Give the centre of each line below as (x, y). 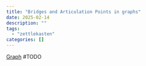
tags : (13, 28)
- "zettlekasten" (33, 34)
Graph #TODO (24, 57)
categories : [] (25, 40)
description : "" (26, 23)
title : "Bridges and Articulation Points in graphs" (74, 12)
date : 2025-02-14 (28, 17)
